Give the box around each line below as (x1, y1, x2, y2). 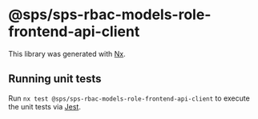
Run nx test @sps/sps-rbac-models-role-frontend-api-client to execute (8, 93, 250, 103)
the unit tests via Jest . (8, 101, 82, 111)
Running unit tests (8, 72, 102, 85)
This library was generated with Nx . (8, 49, 126, 58)
